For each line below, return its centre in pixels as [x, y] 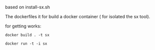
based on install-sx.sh [28, 7]
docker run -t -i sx [26, 44]
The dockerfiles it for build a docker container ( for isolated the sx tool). [78, 16]
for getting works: [23, 26]
